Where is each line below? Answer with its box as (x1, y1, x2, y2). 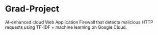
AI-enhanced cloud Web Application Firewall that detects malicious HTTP (5, 19, 154, 25)
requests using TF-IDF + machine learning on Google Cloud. (5, 24, 127, 30)
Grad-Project (5, 3, 60, 14)
